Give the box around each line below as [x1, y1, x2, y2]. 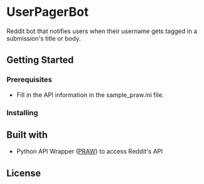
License [6, 167, 41, 179]
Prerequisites [6, 75, 52, 85]
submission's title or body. [6, 34, 81, 42]
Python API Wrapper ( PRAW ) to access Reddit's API [16, 147, 163, 156]
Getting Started [6, 54, 74, 66]
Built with [6, 129, 48, 141]
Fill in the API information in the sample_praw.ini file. [16, 90, 164, 99]
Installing [6, 108, 38, 117]
